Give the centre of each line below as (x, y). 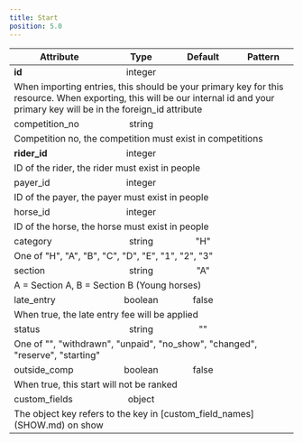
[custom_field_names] (207, 413)
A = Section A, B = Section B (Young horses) (108, 285)
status (27, 328)
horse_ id (32, 211)
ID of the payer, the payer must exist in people (111, 197)
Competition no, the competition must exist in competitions (138, 138)
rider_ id (31, 152)
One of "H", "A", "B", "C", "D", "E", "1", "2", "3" (114, 255)
